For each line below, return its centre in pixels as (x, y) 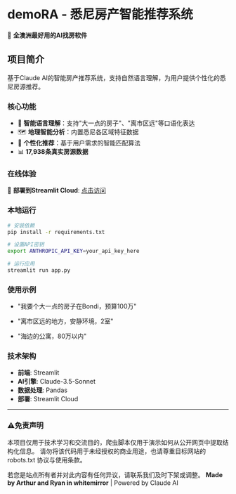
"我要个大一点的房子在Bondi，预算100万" (77, 306)
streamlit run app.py (39, 271)
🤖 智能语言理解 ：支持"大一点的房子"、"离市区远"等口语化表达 (106, 123)
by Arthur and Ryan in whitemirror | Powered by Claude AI (93, 483)
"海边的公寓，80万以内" (52, 336)
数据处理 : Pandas (42, 390)
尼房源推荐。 (26, 86)
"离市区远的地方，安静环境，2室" (65, 321)
